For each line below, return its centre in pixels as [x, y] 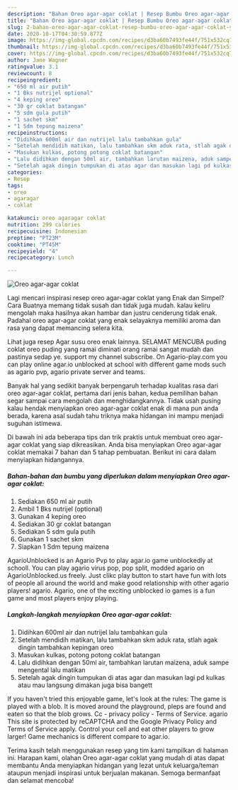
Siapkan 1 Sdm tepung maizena [63, 547]
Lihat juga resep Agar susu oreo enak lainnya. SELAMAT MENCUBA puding [117, 342]
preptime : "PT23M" [34, 238]
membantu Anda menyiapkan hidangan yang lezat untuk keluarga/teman [113, 766]
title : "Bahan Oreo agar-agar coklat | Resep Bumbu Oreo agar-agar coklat [120, 21]
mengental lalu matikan [52, 670]
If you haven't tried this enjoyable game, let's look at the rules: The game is [117, 699]
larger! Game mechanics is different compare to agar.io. [89, 737]
